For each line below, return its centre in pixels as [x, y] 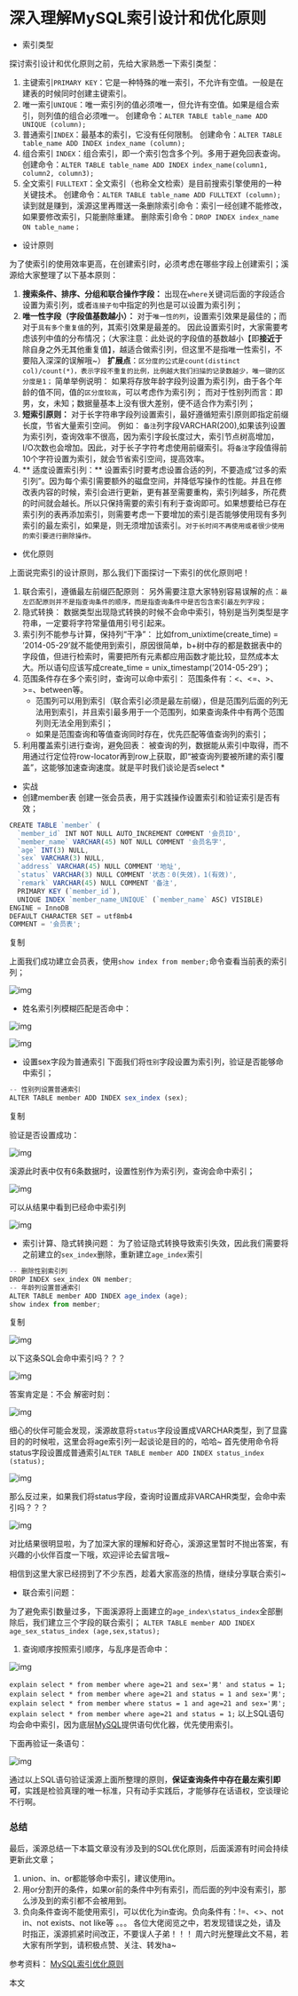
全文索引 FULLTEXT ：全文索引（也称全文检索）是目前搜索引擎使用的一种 [152, 183]
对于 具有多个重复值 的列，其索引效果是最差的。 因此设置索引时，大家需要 [151, 327]
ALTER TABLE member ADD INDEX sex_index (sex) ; [99, 1098]
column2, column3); [58, 173]
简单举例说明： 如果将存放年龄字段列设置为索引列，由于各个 [165, 381]
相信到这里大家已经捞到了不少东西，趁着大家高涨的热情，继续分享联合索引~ [148, 1574]
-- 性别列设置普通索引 [45, 1090]
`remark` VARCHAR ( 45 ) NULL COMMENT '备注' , [98, 883]
